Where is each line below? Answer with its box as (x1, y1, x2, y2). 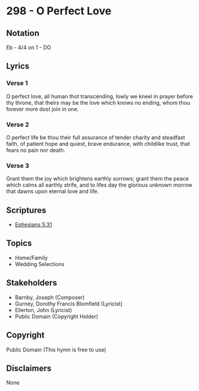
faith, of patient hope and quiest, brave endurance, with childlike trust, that (6, 140, 190, 147)
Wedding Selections (14, 260, 65, 267)
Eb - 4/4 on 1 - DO (6, 44, 51, 51)
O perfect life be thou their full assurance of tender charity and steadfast (6, 133, 185, 141)
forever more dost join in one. (6, 105, 79, 112)
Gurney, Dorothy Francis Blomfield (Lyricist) (14, 300, 123, 307)
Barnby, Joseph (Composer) (14, 294, 85, 301)
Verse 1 (6, 79, 28, 87)
